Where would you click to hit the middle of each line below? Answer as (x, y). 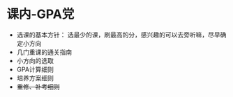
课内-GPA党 (40, 14)
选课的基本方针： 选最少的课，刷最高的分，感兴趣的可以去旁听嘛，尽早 (118, 35)
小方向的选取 (35, 60)
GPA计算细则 (35, 69)
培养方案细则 (35, 78)
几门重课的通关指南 (44, 52)
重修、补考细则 (38, 87)
